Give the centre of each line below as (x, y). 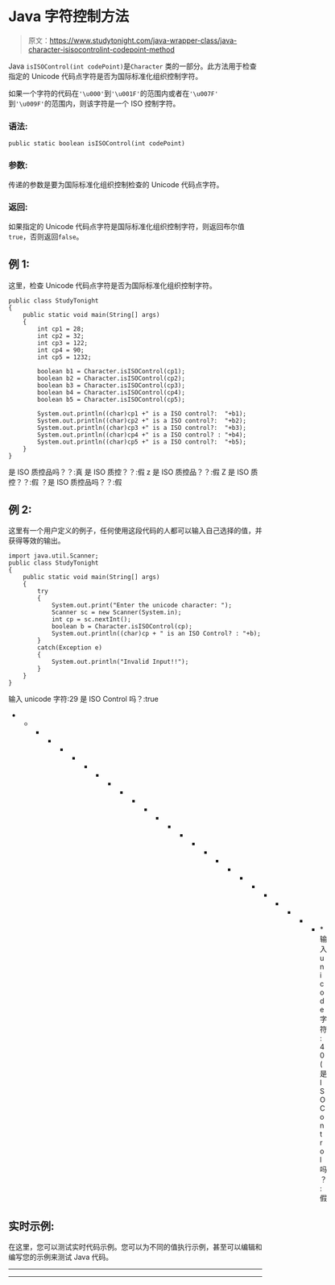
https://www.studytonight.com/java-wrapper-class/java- (143, 40)
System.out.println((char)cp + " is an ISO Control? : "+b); (156, 634)
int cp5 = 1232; (64, 357)
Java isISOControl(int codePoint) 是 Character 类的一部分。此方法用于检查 (132, 66)
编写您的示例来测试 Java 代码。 (61, 1257)
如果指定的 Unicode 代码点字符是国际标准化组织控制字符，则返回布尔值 (127, 226)
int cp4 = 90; (61, 350)
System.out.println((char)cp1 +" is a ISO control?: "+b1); (142, 413)
